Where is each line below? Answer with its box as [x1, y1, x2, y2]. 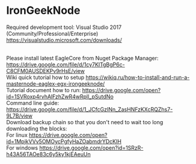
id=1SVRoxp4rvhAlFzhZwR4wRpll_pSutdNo [6, 93, 114, 100]
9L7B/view [6, 112, 33, 119]
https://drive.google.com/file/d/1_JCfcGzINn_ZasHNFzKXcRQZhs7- [6, 106, 173, 113]
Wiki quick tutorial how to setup [6, 74, 85, 81]
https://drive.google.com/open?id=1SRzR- [38, 144, 144, 151]
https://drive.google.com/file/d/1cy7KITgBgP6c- [6, 61, 125, 68]
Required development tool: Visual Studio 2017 [6, 24, 122, 31]
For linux [6, 131, 28, 139]
